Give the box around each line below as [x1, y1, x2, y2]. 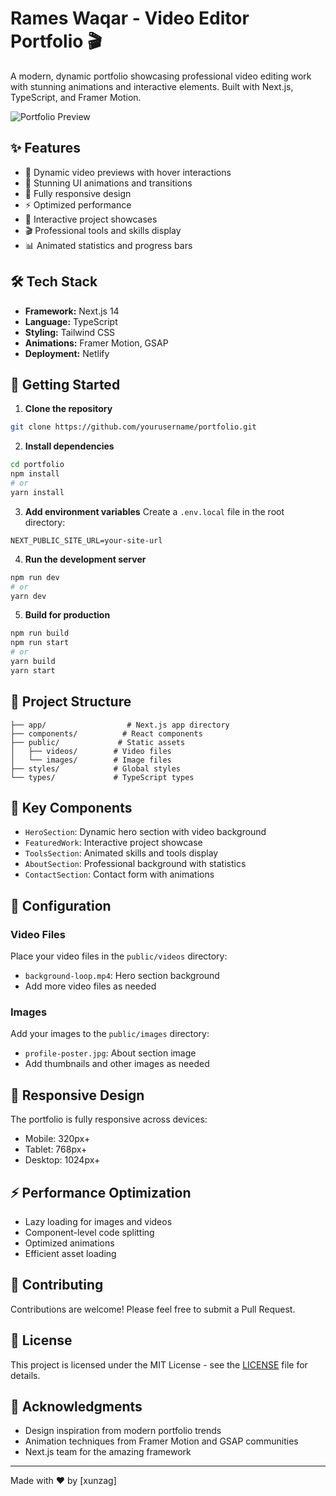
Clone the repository [24, 403, 113, 415]
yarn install [10, 487, 65, 497]
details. [10, 1369, 41, 1381]
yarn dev [10, 591, 47, 601]
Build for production [24, 609, 111, 621]
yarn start [10, 665, 56, 676]
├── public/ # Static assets [10, 737, 186, 747]
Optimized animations [24, 1237, 115, 1249]
